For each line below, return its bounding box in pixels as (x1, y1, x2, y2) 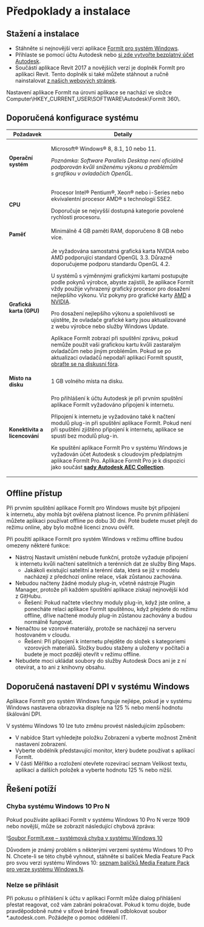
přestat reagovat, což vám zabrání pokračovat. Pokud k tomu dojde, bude (6, 901, 191, 908)
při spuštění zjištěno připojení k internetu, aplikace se (50, 425, 184, 433)
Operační (8, 154, 33, 161)
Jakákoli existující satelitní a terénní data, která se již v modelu (24, 567, 180, 574)
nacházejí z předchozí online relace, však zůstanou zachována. (24, 573, 183, 581)
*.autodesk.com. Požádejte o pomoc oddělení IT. (6, 914, 128, 921)
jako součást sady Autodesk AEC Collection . (50, 463, 165, 470)
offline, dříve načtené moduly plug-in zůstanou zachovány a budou (24, 612, 192, 619)
